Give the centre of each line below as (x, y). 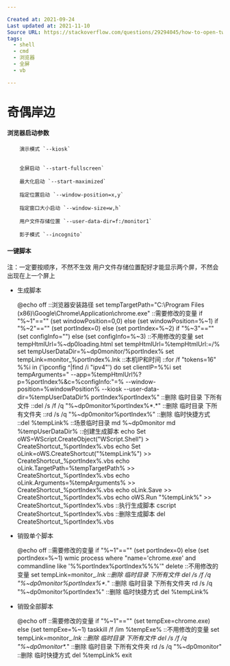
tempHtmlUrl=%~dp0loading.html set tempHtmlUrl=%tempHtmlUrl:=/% (118, 344)
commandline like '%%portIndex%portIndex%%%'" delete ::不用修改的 (118, 566)
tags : (15, 38)
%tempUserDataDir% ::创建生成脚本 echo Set (81, 431)
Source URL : (24, 32)
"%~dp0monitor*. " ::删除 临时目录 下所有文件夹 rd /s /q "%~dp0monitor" (119, 647)
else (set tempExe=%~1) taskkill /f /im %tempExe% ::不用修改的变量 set (118, 630)
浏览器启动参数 (28, 133)
